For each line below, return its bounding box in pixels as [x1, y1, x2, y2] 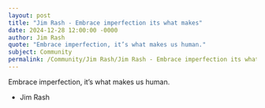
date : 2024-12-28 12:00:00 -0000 [8, 26, 118, 34]
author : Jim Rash [8, 33, 65, 42]
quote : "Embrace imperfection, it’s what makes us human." [8, 41, 207, 49]
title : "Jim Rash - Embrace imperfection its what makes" [8, 19, 203, 27]
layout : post [8, 11, 51, 20]
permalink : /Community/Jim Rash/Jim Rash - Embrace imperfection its [8, 56, 242, 64]
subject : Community [8, 48, 73, 56]
